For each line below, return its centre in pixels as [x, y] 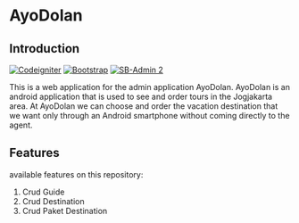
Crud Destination [53, 201]
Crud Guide [43, 192]
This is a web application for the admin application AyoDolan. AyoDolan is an [149, 87]
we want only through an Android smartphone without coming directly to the [149, 116]
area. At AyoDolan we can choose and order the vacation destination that [144, 106]
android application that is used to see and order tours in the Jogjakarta [141, 96]
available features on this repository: [76, 174]
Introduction [45, 49]
